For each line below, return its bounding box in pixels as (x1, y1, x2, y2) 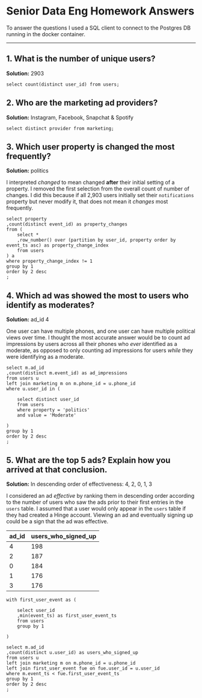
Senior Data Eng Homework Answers (6, 4, 195, 18)
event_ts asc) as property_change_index (6, 242, 109, 248)
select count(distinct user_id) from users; (6, 81, 120, 87)
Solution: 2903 (6, 69, 44, 77)
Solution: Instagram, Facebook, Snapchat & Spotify (6, 113, 134, 121)
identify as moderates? (6, 300, 95, 310)
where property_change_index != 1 (6, 258, 93, 265)
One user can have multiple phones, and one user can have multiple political (6, 327, 195, 335)
